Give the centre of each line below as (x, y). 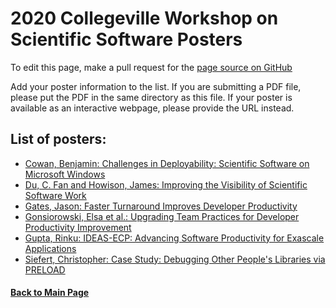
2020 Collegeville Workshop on (144, 18)
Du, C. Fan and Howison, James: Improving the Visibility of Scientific (166, 184)
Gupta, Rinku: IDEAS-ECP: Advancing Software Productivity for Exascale (174, 238)
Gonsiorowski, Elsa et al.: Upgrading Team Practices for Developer (162, 216)
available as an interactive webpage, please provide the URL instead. (152, 108)
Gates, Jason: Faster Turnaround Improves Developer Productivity (161, 206)
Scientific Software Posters (126, 39)
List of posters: (58, 139)
